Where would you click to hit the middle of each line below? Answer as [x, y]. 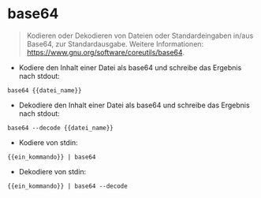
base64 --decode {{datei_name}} [60, 128]
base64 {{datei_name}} [45, 90]
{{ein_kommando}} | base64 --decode [67, 186]
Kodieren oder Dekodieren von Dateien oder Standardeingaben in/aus [140, 35]
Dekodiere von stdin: [52, 171]
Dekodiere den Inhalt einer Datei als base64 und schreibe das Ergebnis [134, 105]
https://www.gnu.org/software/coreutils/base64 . [105, 52]
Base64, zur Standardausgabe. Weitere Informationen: [115, 43]
